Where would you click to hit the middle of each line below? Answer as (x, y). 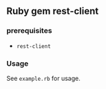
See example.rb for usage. (43, 78)
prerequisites (29, 31)
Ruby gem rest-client (53, 11)
